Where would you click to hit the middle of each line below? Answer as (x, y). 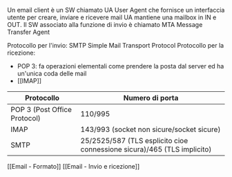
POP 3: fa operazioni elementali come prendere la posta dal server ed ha (120, 66)
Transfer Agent (29, 32)
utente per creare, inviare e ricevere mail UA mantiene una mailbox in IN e (112, 17)
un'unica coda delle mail (52, 73)
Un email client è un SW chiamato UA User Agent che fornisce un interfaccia (116, 10)
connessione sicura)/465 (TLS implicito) (146, 149)
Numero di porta (151, 98)
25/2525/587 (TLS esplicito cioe (134, 141)
